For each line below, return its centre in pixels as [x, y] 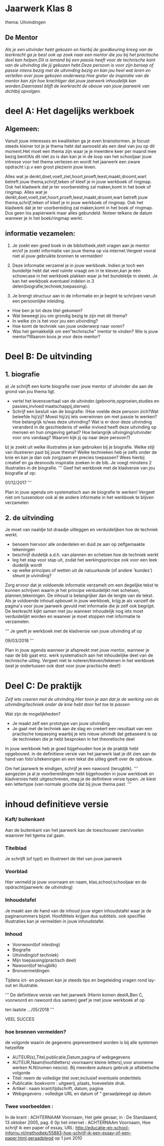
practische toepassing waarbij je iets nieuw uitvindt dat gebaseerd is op [85, 734]
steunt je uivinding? [32, 576]
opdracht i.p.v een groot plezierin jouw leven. [51, 167]
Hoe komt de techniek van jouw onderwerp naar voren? [68, 326]
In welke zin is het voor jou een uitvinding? [55, 321]
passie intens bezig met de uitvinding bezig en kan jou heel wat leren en [78, 70]
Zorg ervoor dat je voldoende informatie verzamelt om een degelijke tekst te [82, 585]
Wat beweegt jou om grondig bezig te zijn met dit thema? [70, 316]
